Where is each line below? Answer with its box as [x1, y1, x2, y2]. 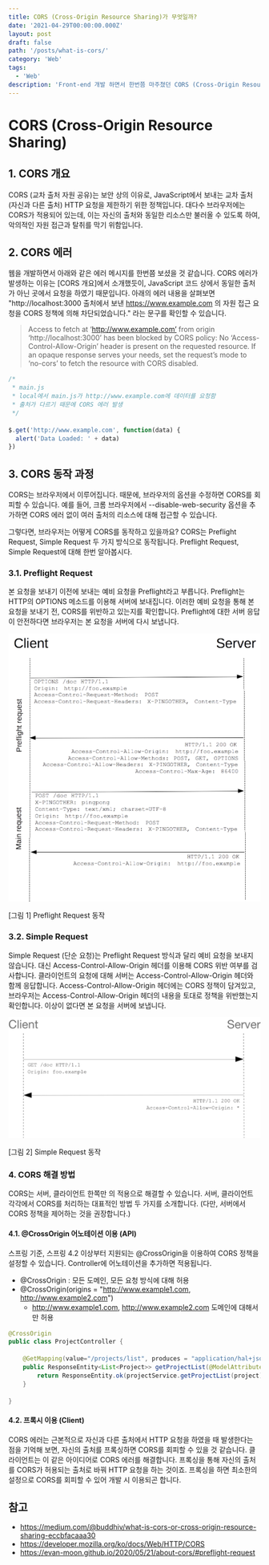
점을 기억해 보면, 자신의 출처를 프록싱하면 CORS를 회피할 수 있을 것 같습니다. [8, 1445, 247, 1454]
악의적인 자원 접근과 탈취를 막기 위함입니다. [8, 220, 143, 229]
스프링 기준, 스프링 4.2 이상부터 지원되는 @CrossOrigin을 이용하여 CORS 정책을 [8, 1248, 259, 1258]
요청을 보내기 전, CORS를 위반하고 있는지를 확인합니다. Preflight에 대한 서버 [8, 606, 246, 617]
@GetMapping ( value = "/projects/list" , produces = [22, 1355, 188, 1363]
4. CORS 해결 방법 [8, 1170, 76, 1180]
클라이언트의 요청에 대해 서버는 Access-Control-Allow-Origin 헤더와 [38, 971, 254, 980]
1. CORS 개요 [8, 167, 70, 180]
